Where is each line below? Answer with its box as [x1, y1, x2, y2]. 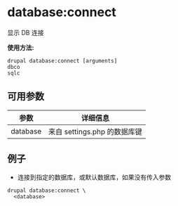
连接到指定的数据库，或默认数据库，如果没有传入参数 [17, 173, 172, 181]
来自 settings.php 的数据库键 [48, 127, 142, 136]
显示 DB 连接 [7, 28, 44, 37]
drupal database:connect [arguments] [7, 57, 118, 64]
